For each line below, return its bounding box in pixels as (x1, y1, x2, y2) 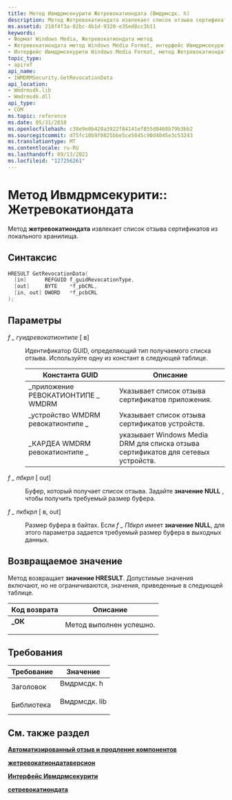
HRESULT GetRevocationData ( (8, 270, 89, 277)
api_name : (8, 68, 36, 74)
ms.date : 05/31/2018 (8, 119, 67, 126)
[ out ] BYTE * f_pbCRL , (14, 283, 98, 290)
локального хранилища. (8, 232, 78, 240)
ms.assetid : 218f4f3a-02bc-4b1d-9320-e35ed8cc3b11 (8, 23, 156, 30)
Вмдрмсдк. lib (59, 697, 107, 706)
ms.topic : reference (8, 112, 67, 119)
